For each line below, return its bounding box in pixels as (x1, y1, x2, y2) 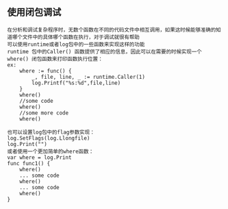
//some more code (19, 109, 69, 116)
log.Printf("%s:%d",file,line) (31, 79, 121, 86)
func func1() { (7, 160, 51, 167)
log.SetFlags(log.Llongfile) (7, 134, 90, 142)
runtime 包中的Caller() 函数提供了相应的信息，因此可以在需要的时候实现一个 (7, 48, 202, 55)
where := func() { (19, 67, 72, 74)
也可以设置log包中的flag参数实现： (7, 129, 95, 136)
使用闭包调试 (7, 6, 62, 19)
